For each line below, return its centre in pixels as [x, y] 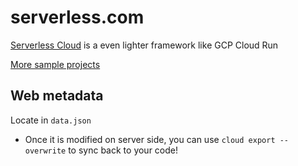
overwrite [45, 151]
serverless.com [77, 17]
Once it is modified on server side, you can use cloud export [150, 139]
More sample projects [55, 64]
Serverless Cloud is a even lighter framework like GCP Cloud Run [144, 45]
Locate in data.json [51, 120]
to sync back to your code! [123, 150]
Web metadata [57, 96]
